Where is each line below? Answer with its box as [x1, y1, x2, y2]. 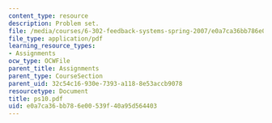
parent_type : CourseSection [8, 72, 104, 80]
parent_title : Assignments [8, 65, 100, 73]
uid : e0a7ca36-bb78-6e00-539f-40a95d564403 [8, 102, 158, 110]
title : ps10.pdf [8, 95, 63, 103]
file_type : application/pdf [8, 34, 104, 43]
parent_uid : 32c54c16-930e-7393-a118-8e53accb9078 [8, 79, 183, 87]
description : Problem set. [8, 19, 100, 28]
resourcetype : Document [8, 87, 89, 95]
